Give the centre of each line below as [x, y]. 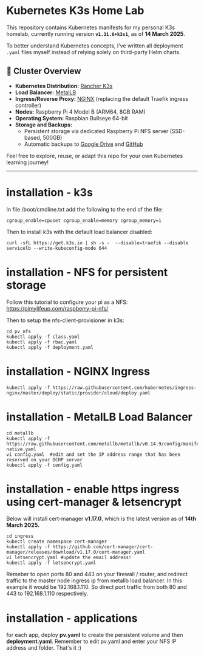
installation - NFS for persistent [87, 272]
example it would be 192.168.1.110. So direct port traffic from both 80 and [97, 587]
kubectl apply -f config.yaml [45, 465]
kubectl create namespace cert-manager [57, 542]
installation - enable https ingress [93, 489]
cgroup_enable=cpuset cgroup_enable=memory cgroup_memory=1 [84, 220]
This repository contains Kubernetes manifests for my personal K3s [90, 27]
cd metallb [20, 433]
